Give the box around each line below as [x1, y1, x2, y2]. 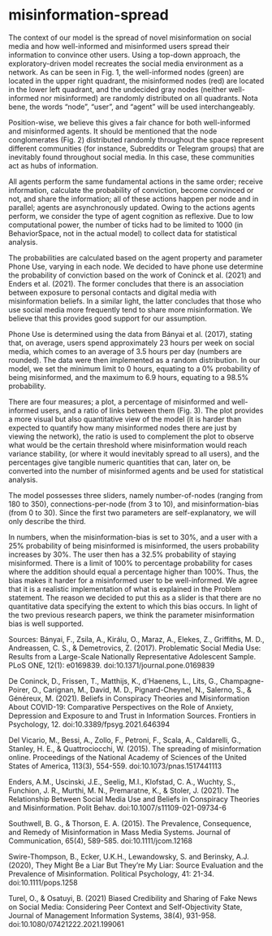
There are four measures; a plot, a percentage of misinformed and [8, 396, 230, 406]
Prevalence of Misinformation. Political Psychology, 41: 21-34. [8, 868, 215, 878]
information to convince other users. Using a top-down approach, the [8, 50, 241, 59]
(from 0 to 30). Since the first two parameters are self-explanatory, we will [8, 507, 257, 518]
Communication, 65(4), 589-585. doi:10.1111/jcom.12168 [8, 836, 193, 846]
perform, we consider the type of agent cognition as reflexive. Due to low [8, 211, 254, 221]
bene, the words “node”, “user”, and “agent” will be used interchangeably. [8, 102, 256, 112]
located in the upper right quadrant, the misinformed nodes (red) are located [8, 76, 265, 85]
